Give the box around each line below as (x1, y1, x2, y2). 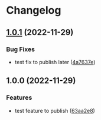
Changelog (6, 4, 61, 17)
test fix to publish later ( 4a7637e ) (14, 58, 96, 65)
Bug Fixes (6, 45, 35, 53)
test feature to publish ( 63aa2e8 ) (14, 107, 96, 114)
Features (6, 93, 32, 102)
